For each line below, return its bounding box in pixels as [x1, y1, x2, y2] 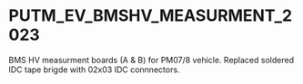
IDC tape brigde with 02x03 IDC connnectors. [8, 64, 180, 75]
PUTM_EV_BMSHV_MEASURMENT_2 [8, 5, 293, 26]
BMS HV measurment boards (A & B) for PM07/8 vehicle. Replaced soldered [8, 54, 295, 65]
